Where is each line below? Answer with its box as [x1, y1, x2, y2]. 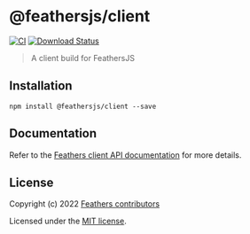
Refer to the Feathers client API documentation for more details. [9, 149, 242, 160]
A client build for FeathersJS [30, 52, 136, 63]
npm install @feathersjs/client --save [9, 102, 157, 111]
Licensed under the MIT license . [9, 215, 127, 227]
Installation [9, 78, 73, 94]
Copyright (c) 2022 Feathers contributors [9, 199, 160, 209]
